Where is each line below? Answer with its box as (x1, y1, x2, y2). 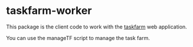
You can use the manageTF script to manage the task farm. (6, 34, 151, 41)
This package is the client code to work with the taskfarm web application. (6, 23, 187, 30)
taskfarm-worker (6, 4, 92, 17)
